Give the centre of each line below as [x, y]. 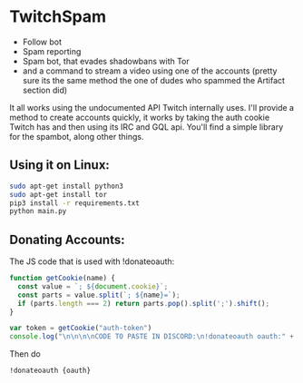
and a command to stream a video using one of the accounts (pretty [150, 71]
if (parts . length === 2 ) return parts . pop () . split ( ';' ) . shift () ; [144, 303]
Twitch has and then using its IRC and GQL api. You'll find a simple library [147, 127]
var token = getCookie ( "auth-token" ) [81, 329]
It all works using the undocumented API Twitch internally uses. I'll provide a [152, 107]
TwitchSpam [58, 17]
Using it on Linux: [60, 165]
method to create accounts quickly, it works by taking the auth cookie [140, 117]
